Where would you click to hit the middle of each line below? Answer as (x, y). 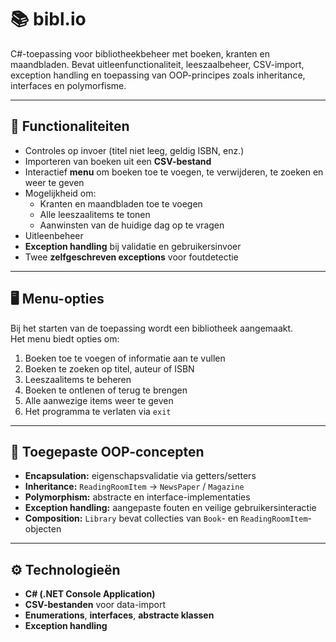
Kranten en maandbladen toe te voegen (121, 203)
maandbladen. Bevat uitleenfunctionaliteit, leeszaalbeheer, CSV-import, (157, 64)
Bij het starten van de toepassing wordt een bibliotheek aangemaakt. (152, 328)
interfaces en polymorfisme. (68, 85)
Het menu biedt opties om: (65, 338)
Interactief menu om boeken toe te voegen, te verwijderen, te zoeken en (174, 172)
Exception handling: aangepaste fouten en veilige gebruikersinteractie (170, 508)
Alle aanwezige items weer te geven (99, 400)
